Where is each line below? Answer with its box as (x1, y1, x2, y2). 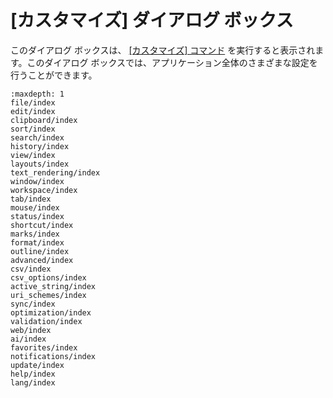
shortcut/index (10, 220, 74, 230)
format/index (10, 237, 65, 248)
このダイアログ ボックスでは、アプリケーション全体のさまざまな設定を (26, 56, 318, 68)
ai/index (10, 334, 47, 344)
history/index (10, 141, 70, 151)
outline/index (10, 246, 70, 256)
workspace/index (10, 185, 78, 195)
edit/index (10, 106, 56, 116)
